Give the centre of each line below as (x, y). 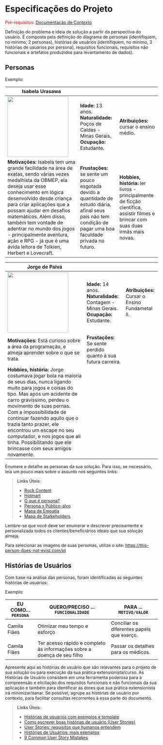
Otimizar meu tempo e (63, 626)
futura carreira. (104, 361)
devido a (90, 192)
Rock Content (38, 490)
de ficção (130, 201)
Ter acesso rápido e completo (72, 643)
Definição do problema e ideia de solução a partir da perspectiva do (73, 32)
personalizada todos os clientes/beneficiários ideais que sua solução (74, 531)
